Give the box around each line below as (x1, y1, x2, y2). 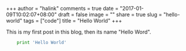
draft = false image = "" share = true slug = (58, 11, 163, 18)
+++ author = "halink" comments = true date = (6, 5, 119, 12)
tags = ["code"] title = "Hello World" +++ (23, 17, 122, 24)
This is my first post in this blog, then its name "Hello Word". (6, 28, 151, 35)
